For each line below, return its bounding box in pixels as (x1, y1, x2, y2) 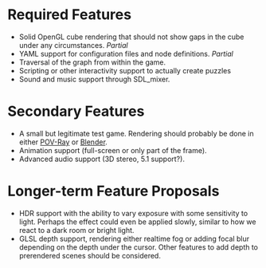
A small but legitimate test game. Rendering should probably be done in (18, 128, 254, 138)
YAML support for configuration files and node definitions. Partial (18, 49, 234, 58)
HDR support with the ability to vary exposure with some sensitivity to (18, 208, 248, 218)
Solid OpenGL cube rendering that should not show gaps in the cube (18, 32, 244, 41)
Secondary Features (7, 102, 145, 120)
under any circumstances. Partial (18, 40, 128, 49)
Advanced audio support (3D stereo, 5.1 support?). (18, 154, 185, 164)
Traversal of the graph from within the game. (18, 57, 166, 67)
